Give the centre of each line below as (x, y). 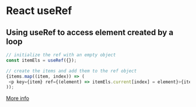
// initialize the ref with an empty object (61, 55)
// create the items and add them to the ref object (71, 71)
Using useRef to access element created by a (90, 32)
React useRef (39, 11)
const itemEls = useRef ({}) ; (41, 60)
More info (18, 98)
